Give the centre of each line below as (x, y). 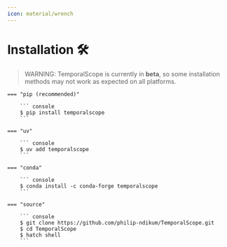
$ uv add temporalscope (55, 149)
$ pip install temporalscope (62, 113)
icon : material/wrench (40, 14)
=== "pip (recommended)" (43, 94)
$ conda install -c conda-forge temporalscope (89, 186)
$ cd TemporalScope (48, 229)
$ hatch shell (40, 235)
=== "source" (26, 204)
